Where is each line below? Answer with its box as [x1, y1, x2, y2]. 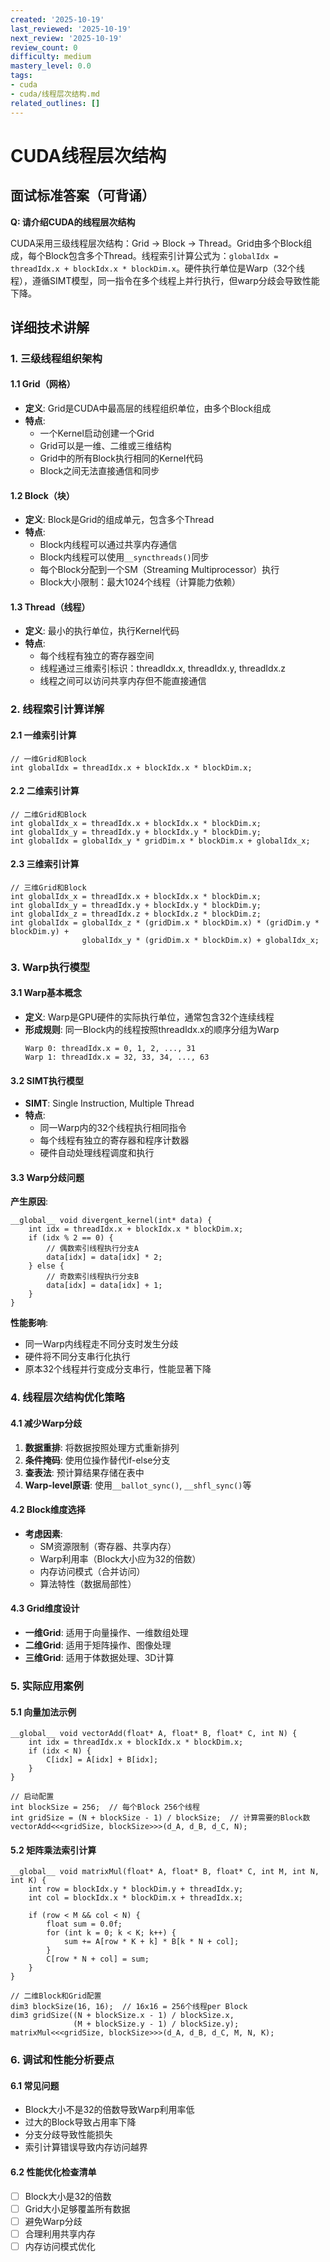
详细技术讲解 [10, 319, 90, 336]
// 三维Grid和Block [10, 882, 87, 893]
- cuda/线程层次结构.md [10, 89, 100, 99]
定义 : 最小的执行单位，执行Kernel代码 [24, 625, 180, 637]
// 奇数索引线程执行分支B [46, 1272, 139, 1282]
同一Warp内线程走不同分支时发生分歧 [24, 1338, 179, 1350]
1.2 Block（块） [10, 489, 75, 501]
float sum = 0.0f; [46, 1919, 123, 1930]
